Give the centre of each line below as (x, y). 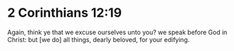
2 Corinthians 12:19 (64, 13)
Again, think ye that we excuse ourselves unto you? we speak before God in (117, 32)
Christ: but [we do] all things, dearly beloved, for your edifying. (99, 39)
